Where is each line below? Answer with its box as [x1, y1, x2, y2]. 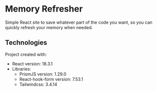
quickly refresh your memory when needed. [5, 24, 93, 30]
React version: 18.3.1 [12, 61, 53, 66]
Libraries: [12, 66, 32, 72]
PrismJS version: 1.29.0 [19, 71, 67, 77]
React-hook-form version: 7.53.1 [19, 76, 84, 82]
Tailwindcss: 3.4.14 [19, 81, 57, 87]
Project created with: [5, 51, 47, 57]
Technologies [5, 39, 48, 47]
